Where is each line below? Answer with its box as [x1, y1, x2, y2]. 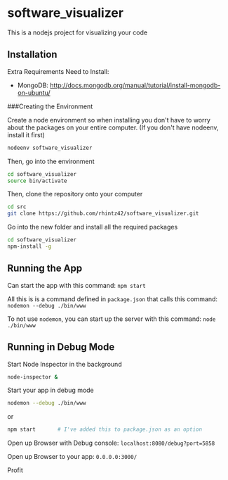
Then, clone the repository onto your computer [7, 190, 143, 198]
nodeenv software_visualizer [7, 144, 93, 151]
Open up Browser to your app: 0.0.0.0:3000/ [7, 453, 138, 461]
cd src [7, 203, 27, 210]
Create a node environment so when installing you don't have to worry [7, 115, 210, 124]
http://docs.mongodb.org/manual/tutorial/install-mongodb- [50, 81, 221, 89]
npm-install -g [7, 243, 52, 250]
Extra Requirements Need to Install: [7, 67, 109, 75]
